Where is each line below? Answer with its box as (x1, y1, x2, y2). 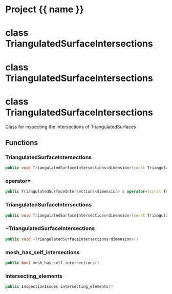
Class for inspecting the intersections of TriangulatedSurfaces (5, 123, 137, 130)
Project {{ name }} (5, 4, 84, 15)
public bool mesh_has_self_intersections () (5, 260, 100, 265)
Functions (5, 138, 38, 147)
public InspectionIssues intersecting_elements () (5, 284, 114, 289)
